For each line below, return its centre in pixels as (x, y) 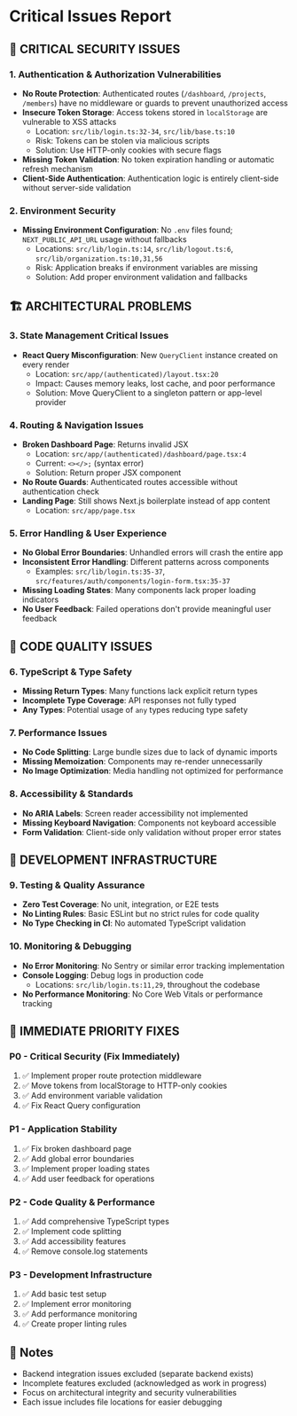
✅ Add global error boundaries (78, 1158)
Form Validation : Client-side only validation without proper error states (152, 832)
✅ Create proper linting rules (74, 1324)
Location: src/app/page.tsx (85, 511)
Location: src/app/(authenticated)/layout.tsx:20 (127, 373)
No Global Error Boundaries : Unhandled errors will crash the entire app (152, 552)
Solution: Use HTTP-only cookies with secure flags (128, 150)
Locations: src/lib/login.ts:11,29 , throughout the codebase (148, 984)
